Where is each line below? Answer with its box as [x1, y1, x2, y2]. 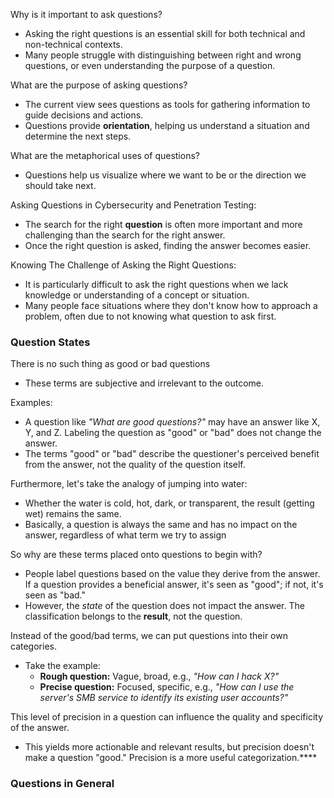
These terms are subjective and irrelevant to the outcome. [24, 377, 265, 389]
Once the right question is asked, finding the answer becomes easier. [24, 240, 312, 251]
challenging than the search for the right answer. [24, 229, 226, 241]
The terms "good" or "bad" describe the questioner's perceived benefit [24, 448, 320, 460]
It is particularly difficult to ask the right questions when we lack [24, 279, 289, 290]
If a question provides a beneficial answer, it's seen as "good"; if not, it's [24, 579, 324, 591]
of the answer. [10, 722, 70, 734]
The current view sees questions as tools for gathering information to [24, 99, 311, 110]
